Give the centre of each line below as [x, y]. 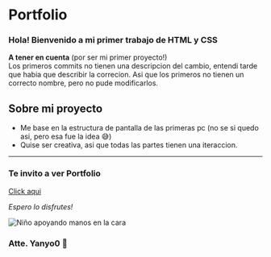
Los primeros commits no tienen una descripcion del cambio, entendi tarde [133, 66]
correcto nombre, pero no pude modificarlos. [83, 83]
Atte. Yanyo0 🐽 [38, 243]
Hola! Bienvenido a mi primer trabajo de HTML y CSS [113, 40]
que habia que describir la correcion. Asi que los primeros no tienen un [126, 75]
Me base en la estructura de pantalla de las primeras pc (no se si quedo [140, 128]
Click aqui [25, 191]
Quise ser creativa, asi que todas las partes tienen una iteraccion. [129, 145]
